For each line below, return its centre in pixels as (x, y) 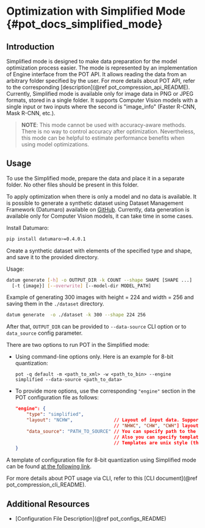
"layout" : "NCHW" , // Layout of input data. (103, 420)
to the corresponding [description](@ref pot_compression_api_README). (98, 87)
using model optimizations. (55, 144)
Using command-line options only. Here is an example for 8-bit (94, 357)
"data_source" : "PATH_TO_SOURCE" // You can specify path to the (111, 431)
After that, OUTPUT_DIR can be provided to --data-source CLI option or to (96, 327)
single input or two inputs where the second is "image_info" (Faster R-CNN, (101, 107)
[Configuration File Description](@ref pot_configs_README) (91, 519)
